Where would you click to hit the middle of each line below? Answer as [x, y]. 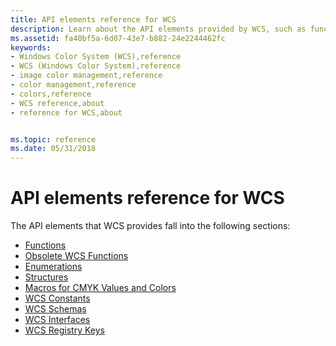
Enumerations [53, 267]
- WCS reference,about [57, 103]
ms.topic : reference [53, 139]
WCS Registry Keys [64, 330]
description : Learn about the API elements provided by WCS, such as [158, 29]
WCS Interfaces [57, 320]
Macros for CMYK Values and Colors [100, 288]
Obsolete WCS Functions [76, 256]
